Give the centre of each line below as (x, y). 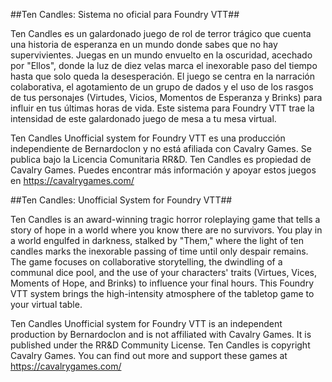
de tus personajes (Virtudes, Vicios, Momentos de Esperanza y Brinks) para (166, 97)
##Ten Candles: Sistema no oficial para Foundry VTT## (125, 14)
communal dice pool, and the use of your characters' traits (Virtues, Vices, (163, 272)
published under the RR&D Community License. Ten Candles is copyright (160, 345)
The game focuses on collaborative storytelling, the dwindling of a (146, 262)
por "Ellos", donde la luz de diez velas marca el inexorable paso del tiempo (164, 65)
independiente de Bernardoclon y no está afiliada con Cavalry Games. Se (161, 148)
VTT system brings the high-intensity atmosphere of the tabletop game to (162, 293)
